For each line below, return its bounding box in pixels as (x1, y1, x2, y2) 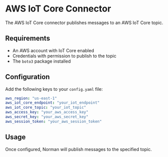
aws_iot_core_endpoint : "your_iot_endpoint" (5, 100, 100, 105)
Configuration (5, 73, 50, 81)
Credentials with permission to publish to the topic (12, 53, 117, 59)
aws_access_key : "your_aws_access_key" (5, 110, 89, 115)
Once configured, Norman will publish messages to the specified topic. (5, 146, 152, 152)
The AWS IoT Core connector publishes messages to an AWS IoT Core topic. (5, 20, 163, 26)
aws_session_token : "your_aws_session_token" (5, 119, 102, 124)
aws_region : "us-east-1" (5, 96, 57, 101)
